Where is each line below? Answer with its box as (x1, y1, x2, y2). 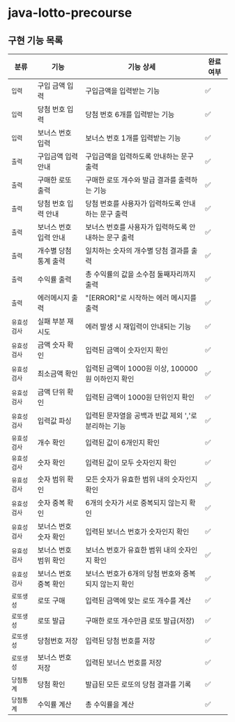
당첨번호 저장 (37, 636, 79, 645)
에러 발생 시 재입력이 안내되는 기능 (85, 322, 191, 331)
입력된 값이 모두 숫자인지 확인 (85, 458, 177, 467)
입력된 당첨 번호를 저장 (85, 636, 156, 645)
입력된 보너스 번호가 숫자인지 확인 (85, 527, 190, 536)
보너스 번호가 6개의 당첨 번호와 (85, 569, 181, 578)
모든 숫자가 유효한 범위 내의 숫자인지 (85, 475, 198, 484)
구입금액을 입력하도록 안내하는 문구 (85, 152, 195, 161)
